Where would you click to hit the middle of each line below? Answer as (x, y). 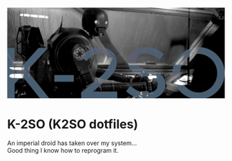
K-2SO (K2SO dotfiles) (73, 124)
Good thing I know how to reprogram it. (63, 151)
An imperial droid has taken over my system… (72, 143)
